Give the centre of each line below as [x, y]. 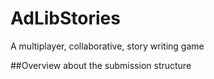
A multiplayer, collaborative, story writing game [107, 46]
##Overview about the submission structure [101, 65]
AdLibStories [65, 18]
